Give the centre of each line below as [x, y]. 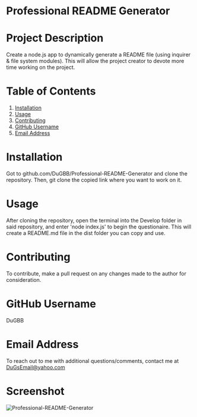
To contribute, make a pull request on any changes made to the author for [96, 273]
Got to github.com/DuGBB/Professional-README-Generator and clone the [97, 173]
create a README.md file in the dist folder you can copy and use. [86, 233]
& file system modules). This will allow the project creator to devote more [95, 61]
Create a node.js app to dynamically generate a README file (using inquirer [99, 55]
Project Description [55, 38]
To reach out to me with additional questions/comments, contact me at [93, 360]
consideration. [24, 280]
